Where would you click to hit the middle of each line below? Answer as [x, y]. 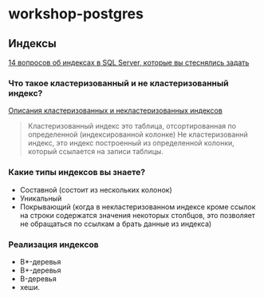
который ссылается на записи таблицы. [95, 152]
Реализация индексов [53, 244]
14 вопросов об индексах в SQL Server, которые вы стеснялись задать [129, 62]
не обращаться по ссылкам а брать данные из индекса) [116, 224]
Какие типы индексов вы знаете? [77, 173]
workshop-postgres [76, 14]
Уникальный [41, 198]
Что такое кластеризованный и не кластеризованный [118, 83]
